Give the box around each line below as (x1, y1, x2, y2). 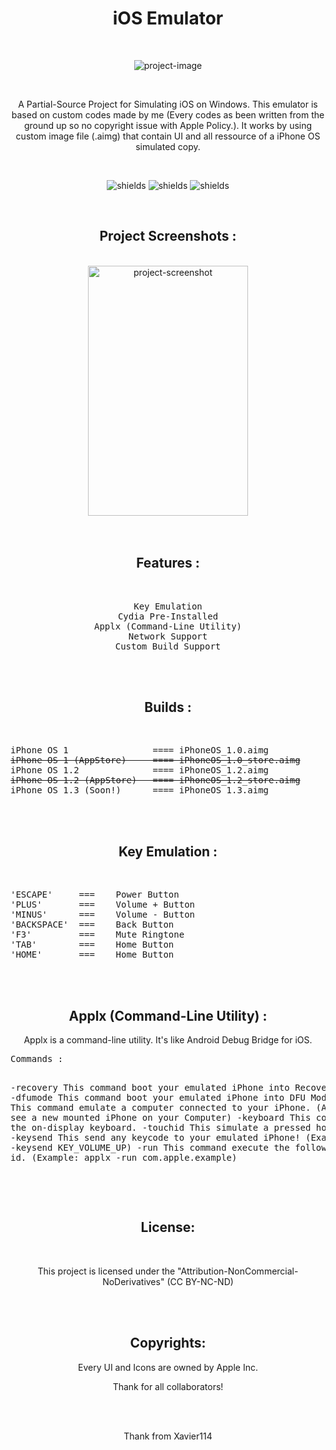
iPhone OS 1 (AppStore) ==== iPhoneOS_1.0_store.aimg (10, 755, 301, 766)
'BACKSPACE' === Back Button (10, 919, 175, 931)
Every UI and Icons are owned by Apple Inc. (78, 1361, 258, 1373)
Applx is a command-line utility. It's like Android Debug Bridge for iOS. (23, 1034, 313, 1046)
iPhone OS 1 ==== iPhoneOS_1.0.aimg (10, 745, 270, 756)
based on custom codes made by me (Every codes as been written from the (11, 108, 325, 121)
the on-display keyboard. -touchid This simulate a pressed (10, 1122, 312, 1133)
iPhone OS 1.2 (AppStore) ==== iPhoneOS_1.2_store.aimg (10, 775, 301, 786)
